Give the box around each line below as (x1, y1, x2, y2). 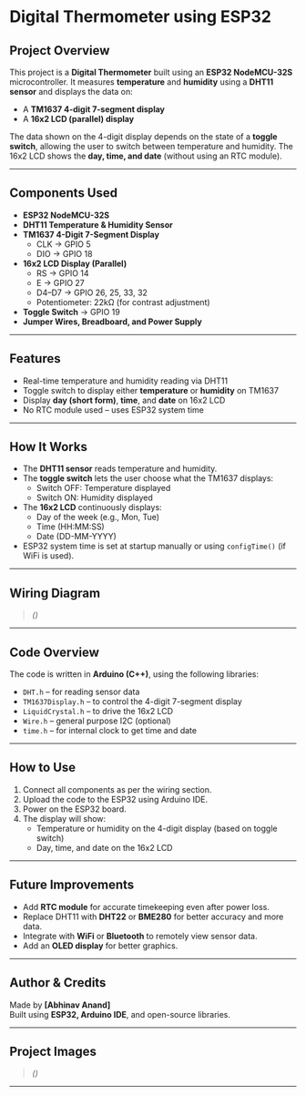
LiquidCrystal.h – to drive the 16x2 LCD (22, 706, 174, 717)
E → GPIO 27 (36, 277, 85, 288)
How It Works (9, 439, 88, 455)
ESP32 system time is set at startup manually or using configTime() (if (22, 540, 287, 552)
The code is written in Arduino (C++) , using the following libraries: (9, 669, 260, 680)
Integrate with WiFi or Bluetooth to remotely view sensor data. (22, 930, 258, 941)
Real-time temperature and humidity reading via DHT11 (22, 375, 229, 386)
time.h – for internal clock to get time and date (22, 725, 198, 736)
